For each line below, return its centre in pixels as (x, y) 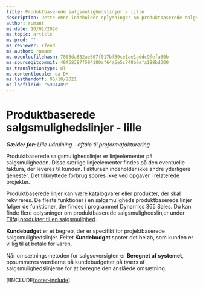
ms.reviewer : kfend (31, 46)
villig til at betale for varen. (39, 244)
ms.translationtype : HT (36, 68)
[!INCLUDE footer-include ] (38, 280)
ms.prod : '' (21, 40)
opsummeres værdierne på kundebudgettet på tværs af (76, 262)
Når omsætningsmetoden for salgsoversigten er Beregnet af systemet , (95, 255)
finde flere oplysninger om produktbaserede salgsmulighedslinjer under (95, 213)
